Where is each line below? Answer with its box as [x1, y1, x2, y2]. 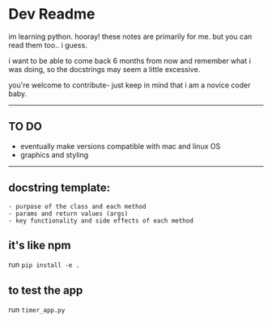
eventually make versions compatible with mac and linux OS [19, 141, 221, 150]
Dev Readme [8, 5, 96, 23]
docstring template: [8, 181, 111, 195]
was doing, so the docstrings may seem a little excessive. [8, 64, 201, 74]
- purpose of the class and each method [8, 202, 147, 210]
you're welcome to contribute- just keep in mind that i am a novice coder [8, 80, 251, 90]
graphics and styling [19, 150, 89, 159]
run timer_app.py [8, 305, 66, 315]
